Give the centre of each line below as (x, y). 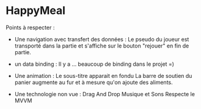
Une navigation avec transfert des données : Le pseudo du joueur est (102, 39)
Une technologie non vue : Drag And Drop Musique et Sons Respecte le (104, 94)
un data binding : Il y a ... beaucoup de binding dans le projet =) (94, 64)
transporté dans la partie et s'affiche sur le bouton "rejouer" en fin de (102, 46)
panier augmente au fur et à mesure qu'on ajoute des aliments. (94, 82)
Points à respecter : (30, 27)
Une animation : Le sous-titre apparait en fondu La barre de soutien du (103, 76)
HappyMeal (35, 11)
